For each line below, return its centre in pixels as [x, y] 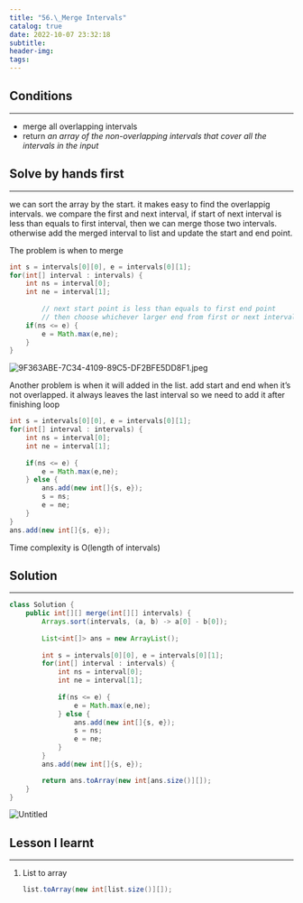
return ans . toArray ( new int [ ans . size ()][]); [127, 780]
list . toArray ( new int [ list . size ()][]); [97, 889]
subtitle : [28, 43]
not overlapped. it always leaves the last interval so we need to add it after [147, 395]
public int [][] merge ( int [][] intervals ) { [109, 613]
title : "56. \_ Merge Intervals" [68, 18]
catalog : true [36, 26]
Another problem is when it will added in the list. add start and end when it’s [150, 385]
